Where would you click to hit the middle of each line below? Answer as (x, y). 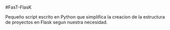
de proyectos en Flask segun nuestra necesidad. (57, 22)
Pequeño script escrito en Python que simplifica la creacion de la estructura (85, 17)
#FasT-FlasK (18, 7)
